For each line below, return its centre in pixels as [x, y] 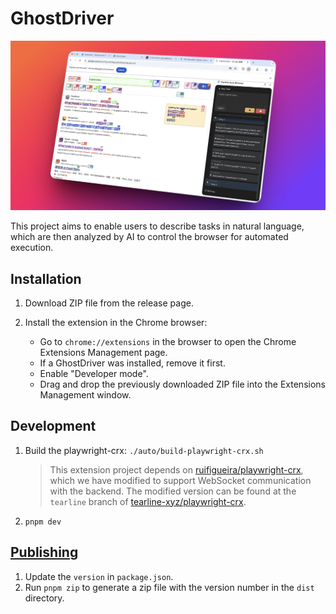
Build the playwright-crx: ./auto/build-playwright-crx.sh [144, 450]
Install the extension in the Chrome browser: [116, 322]
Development [53, 426]
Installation [46, 278]
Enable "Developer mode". [94, 373]
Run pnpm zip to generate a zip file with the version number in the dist [169, 587]
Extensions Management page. [103, 352]
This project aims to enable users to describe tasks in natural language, [157, 226]
